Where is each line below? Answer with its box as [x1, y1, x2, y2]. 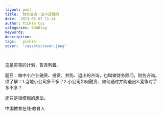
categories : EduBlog [5, 25, 47, 30]
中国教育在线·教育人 [5, 105, 46, 111]
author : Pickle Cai [5, 21, 45, 26]
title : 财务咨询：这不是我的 [5, 12, 60, 17]
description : [5, 35, 32, 40]
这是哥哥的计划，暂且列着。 [5, 62, 61, 68]
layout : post [5, 7, 32, 12]
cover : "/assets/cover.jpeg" [5, 44, 67, 48]
